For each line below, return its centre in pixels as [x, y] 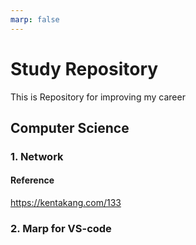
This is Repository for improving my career [98, 97]
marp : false [35, 19]
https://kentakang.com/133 [66, 203]
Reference [32, 180]
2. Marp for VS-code [61, 228]
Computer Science [70, 127]
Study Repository [84, 68]
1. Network [37, 156]
